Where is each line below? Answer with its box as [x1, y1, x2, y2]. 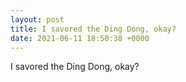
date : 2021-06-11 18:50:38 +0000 [10, 33, 150, 43]
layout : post [10, 14, 65, 25]
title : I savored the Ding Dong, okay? [10, 24, 177, 34]
